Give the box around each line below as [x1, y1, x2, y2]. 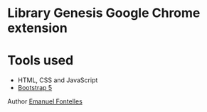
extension [7, 20, 68, 36]
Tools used [7, 52, 74, 69]
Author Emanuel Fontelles [7, 97, 83, 106]
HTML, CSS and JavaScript [17, 76, 98, 84]
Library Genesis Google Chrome [7, 5, 201, 21]
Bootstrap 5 [17, 84, 53, 92]
